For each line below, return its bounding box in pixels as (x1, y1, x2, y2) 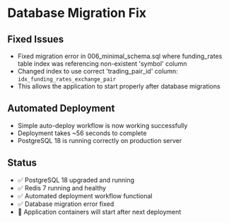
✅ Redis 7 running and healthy (17, 183, 107, 192)
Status (7, 157, 37, 169)
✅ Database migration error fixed (17, 200, 114, 208)
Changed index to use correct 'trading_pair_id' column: (17, 67, 178, 75)
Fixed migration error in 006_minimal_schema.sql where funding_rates (17, 52, 223, 60)
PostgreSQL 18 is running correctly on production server (17, 136, 182, 144)
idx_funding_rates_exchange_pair (17, 76, 117, 83)
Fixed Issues (7, 33, 64, 45)
